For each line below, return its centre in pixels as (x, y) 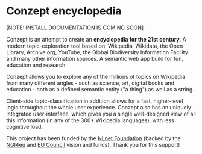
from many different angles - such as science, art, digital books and (90, 83)
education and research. (37, 65)
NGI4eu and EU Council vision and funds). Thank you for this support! (93, 144)
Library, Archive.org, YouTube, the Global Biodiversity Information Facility (97, 52)
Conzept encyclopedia (64, 11)
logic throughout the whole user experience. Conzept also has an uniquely (99, 107)
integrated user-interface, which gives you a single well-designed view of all (101, 114)
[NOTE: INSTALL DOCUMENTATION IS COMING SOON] (75, 28)
